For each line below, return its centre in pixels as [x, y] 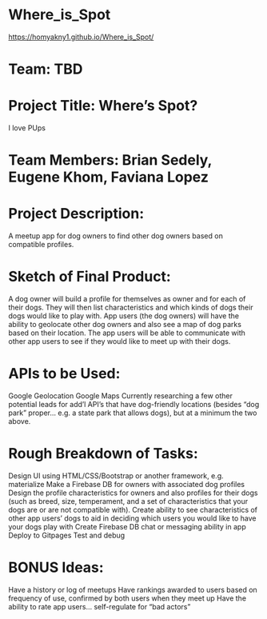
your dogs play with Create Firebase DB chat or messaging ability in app [127, 527]
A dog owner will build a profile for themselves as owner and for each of [127, 299]
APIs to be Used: [64, 374]
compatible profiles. [41, 245]
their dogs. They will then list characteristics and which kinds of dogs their [131, 308]
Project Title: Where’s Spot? [103, 106]
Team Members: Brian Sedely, [110, 160]
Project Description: [76, 214]
